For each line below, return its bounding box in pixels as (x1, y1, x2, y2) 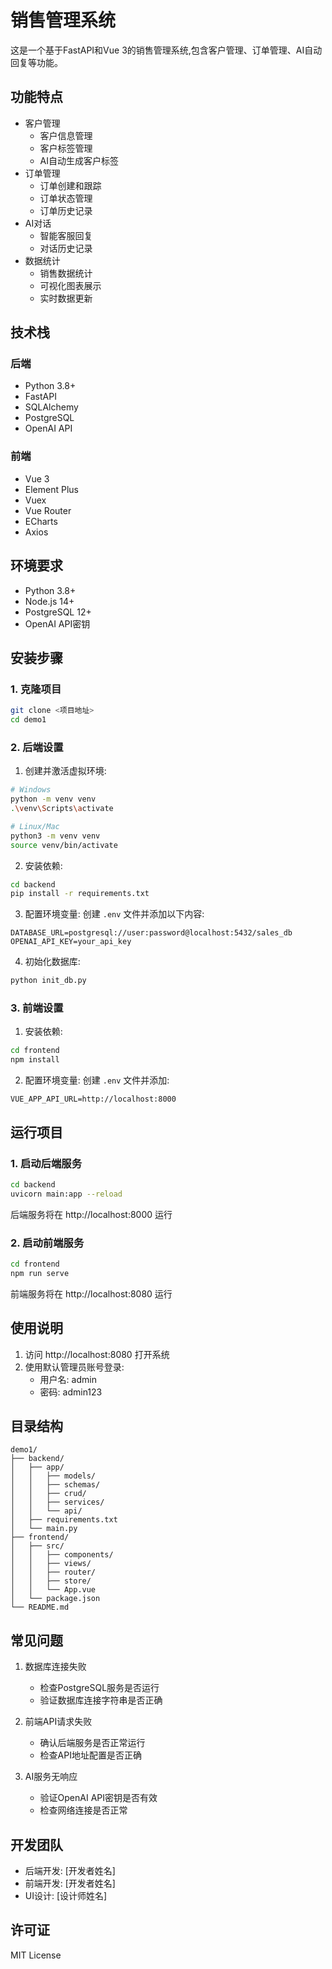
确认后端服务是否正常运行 (39, 1737, 146, 1749)
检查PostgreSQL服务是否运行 (39, 1682, 160, 1694)
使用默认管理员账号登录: (24, 1361, 125, 1373)
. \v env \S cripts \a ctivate (10, 804, 114, 814)
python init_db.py (10, 976, 87, 986)
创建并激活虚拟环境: (24, 765, 107, 777)
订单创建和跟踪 (39, 179, 102, 191)
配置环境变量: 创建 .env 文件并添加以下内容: (24, 908, 205, 920)
